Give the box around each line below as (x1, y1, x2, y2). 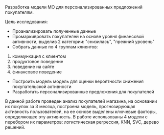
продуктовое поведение (12, 59, 64, 64)
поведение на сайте (12, 64, 55, 69)
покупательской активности (12, 84, 72, 90)
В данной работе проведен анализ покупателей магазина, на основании (5, 98, 157, 104)
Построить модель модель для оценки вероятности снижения (12, 78, 144, 84)
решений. (5, 124, 25, 130)
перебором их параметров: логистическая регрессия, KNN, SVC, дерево (5, 119, 159, 125)
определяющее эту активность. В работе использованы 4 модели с (5, 114, 148, 119)
